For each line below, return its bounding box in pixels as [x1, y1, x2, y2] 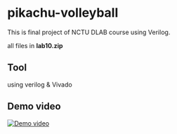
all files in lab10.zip [7, 41, 63, 50]
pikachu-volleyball [7, 5, 119, 21]
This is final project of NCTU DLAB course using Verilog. [7, 28, 171, 36]
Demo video [7, 100, 61, 112]
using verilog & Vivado [7, 80, 72, 89]
